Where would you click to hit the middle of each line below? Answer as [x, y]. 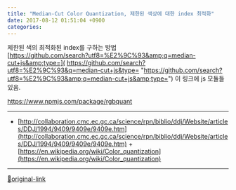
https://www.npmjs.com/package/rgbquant [70, 102]
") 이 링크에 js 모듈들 [196, 79]
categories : [25, 27]
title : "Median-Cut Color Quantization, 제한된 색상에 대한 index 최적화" [111, 14]
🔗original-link [27, 179]
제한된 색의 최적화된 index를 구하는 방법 [62, 48]
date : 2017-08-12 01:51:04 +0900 [56, 20]
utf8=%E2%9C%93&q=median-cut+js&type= [73, 70]
